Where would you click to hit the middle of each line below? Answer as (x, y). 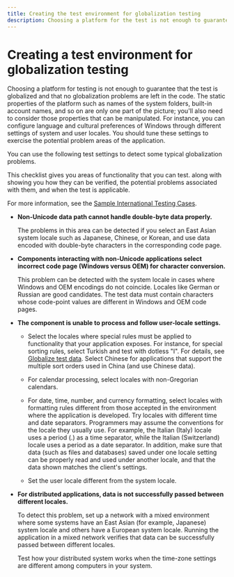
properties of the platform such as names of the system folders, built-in (110, 104)
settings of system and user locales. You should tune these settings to (108, 133)
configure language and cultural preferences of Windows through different (114, 126)
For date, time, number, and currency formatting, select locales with (125, 400)
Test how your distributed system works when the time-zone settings (117, 558)
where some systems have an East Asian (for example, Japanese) (112, 523)
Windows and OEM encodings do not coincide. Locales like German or (118, 287)
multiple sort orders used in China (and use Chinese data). (111, 366)
